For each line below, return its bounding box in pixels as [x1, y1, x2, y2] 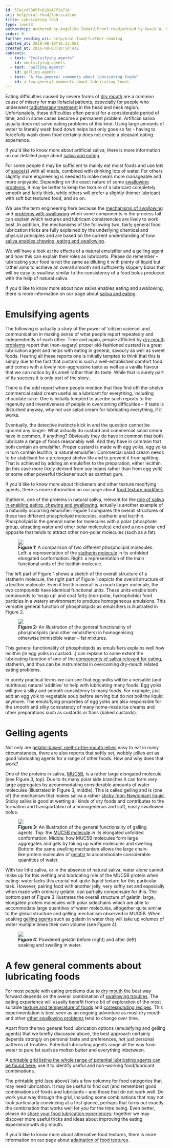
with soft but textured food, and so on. [5, 195, 86, 201]
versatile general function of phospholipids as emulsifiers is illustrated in [5, 603, 158, 609]
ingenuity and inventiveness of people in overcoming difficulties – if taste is [5, 401, 164, 407]
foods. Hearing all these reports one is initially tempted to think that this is [5, 353, 161, 359]
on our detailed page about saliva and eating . [5, 152, 101, 158]
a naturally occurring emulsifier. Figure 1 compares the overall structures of [5, 507, 164, 513]
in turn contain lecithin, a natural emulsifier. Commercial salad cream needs [5, 449, 164, 455]
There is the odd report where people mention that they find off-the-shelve [5, 384, 164, 391]
